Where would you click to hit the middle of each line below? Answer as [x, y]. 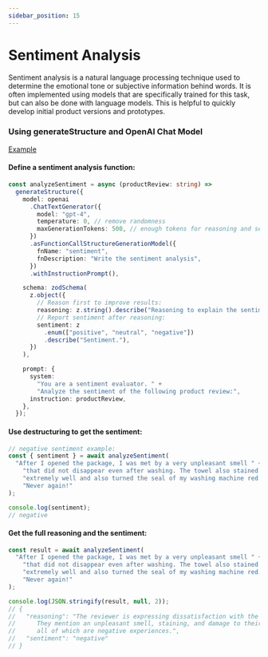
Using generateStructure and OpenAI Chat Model [106, 132]
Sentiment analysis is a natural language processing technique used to [124, 77]
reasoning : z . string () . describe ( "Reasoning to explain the [137, 311]
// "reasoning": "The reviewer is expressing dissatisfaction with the [134, 616]
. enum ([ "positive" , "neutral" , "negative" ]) [119, 332]
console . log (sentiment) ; [49, 508]
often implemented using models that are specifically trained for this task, [129, 94]
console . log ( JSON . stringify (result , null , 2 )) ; [89, 601]
